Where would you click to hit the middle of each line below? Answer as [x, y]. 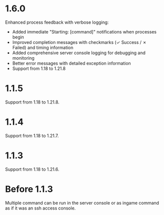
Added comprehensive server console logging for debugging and [79, 53]
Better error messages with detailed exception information [71, 63]
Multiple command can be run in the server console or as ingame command [82, 203]
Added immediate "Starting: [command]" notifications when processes [84, 32]
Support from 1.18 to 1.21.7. [32, 136]
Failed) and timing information [43, 47]
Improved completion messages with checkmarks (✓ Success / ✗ [79, 42]
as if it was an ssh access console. [41, 208]
